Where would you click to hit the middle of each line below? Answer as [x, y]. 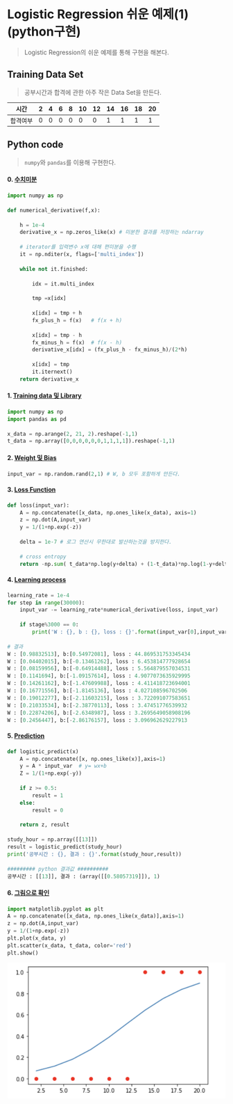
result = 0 [48, 810]
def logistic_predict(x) [43, 751]
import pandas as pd [37, 419]
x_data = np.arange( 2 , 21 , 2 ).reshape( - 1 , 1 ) [72, 434]
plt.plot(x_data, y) [37, 938]
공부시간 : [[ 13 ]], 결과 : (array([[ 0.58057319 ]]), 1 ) [84, 876]
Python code [35, 144]
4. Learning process [37, 580]
